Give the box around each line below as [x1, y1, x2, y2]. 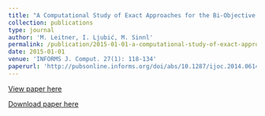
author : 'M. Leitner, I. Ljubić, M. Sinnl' [8, 33, 154, 42]
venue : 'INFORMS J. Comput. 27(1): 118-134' [8, 56, 157, 63]
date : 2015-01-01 [8, 48, 65, 56]
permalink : [8, 41, 44, 49]
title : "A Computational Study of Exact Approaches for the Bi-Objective [8, 11, 256, 20]
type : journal [8, 26, 55, 34]
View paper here [8, 84, 62, 93]
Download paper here [8, 99, 79, 108]
